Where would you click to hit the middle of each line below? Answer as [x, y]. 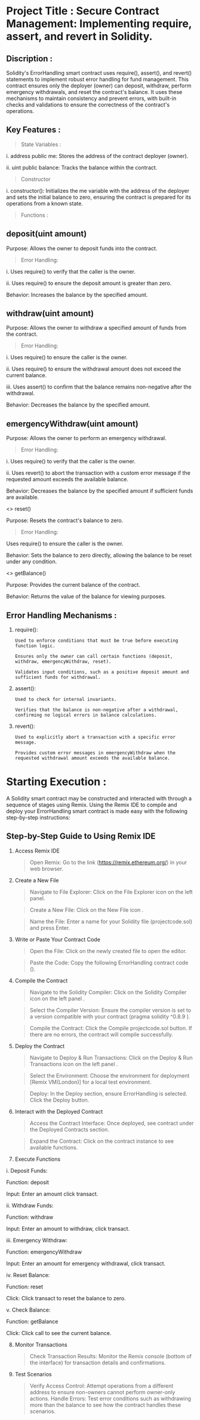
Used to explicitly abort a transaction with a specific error [95, 738]
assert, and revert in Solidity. [79, 37]
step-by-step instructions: [38, 817]
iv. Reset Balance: [28, 1275]
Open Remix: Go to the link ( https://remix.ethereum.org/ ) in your [108, 862]
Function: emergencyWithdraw [44, 1252]
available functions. [54, 1147]
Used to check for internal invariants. [66, 700]
